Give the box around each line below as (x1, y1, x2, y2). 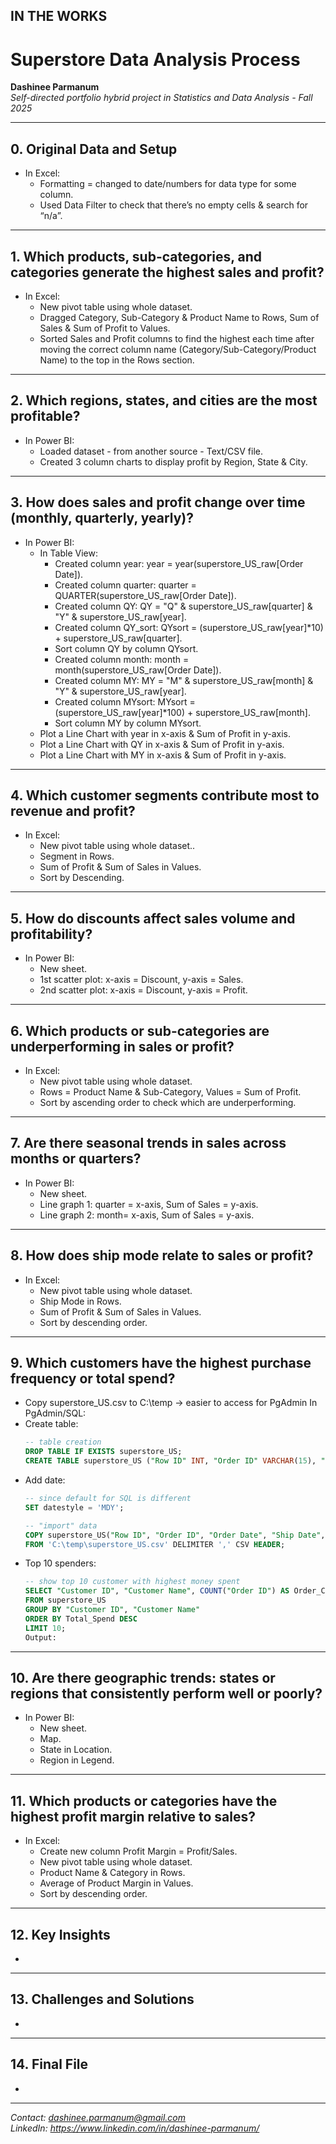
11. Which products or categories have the (10, 1792, 278, 1809)
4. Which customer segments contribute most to (10, 787, 320, 804)
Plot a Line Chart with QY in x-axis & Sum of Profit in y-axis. (39, 738, 285, 750)
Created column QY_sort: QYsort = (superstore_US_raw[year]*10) (54, 621, 324, 633)
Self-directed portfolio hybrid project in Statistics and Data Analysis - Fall (10, 92, 313, 104)
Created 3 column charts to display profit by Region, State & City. (39, 455, 308, 468)
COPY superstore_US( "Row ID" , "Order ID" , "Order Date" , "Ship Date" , (24, 1530, 326, 1540)
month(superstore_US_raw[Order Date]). (54, 664, 222, 676)
